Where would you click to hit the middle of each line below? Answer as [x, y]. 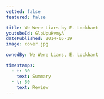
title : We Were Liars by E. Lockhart [52, 28]
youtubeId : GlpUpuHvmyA [35, 33]
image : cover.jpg [27, 44]
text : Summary [34, 76]
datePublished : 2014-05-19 [39, 39]
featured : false [26, 17]
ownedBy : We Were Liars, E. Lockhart [52, 55]
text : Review [33, 87]
